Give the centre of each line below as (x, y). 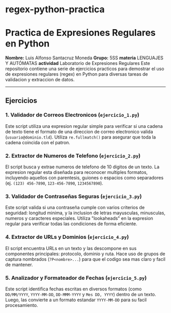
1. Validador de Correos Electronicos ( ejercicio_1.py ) (73, 115)
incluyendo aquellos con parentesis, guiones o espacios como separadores (84, 178)
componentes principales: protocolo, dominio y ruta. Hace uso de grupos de (85, 254)
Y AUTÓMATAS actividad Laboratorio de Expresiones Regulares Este (78, 63)
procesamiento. (22, 305)
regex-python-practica (55, 9)
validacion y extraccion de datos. (40, 80)
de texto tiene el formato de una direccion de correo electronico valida (79, 131)
